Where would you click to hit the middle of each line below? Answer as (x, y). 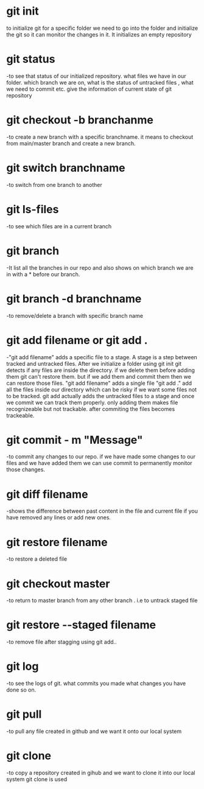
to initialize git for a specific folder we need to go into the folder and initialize (102, 28)
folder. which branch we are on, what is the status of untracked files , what (100, 82)
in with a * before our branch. (43, 274)
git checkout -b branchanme (80, 120)
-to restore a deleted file (37, 559)
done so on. (21, 690)
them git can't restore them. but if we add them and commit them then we (99, 376)
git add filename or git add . (77, 340)
